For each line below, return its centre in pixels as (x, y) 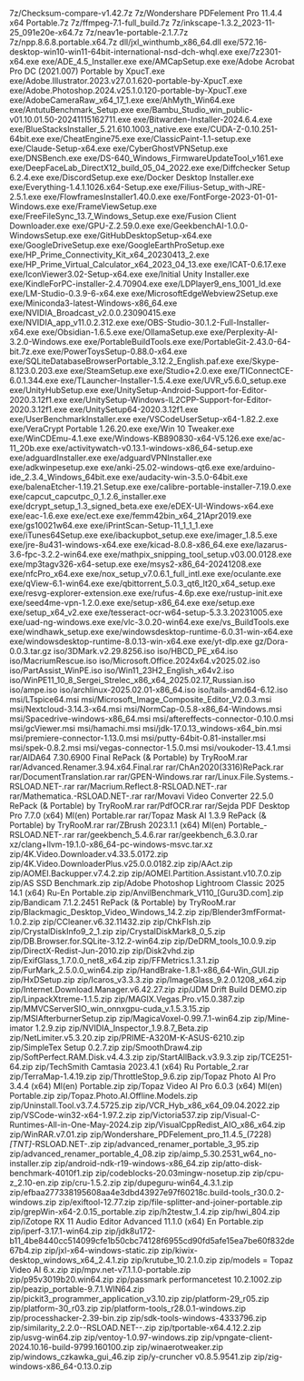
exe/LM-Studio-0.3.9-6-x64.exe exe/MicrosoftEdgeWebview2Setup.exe (144, 293)
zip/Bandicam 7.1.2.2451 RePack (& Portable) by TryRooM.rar (123, 902)
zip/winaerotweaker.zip (180, 1347)
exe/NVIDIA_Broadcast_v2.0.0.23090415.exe (93, 312)
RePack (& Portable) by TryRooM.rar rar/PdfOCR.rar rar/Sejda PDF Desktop (150, 806)
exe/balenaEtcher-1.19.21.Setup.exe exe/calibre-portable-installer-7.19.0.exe (151, 487)
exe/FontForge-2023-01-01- (226, 197)
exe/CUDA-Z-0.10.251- (236, 129)
